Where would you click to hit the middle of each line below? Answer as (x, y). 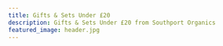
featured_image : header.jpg (54, 30)
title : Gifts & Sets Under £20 (59, 15)
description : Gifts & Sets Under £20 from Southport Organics (112, 23)
